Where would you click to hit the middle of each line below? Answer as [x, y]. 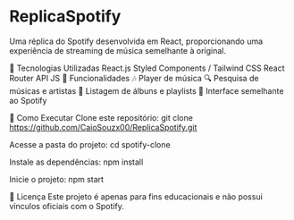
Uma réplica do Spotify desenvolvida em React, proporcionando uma [136, 41]
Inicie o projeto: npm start [57, 179]
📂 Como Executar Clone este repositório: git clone [101, 117]
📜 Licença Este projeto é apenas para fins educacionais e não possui [136, 196]
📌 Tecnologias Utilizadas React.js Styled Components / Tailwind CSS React [147, 68]
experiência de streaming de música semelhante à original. [118, 50]
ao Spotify [28, 100]
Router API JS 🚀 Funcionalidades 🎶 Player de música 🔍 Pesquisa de [134, 78]
